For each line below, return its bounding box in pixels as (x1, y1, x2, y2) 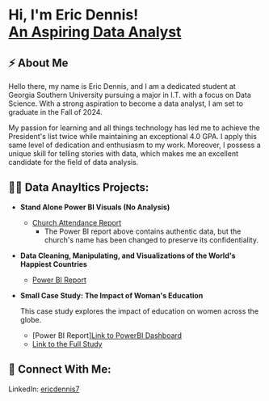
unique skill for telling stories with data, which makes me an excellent (8, 149, 238, 158)
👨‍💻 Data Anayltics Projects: (8, 180, 149, 195)
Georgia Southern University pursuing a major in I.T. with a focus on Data (8, 91, 252, 99)
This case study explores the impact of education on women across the (19, 306, 259, 316)
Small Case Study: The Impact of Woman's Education (19, 290, 204, 300)
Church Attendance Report (32, 217, 122, 227)
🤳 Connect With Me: (8, 362, 111, 377)
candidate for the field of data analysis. (8, 158, 139, 167)
